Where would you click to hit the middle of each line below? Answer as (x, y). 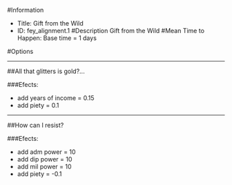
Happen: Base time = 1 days (57, 38)
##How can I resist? (36, 125)
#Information (26, 10)
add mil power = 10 (44, 166)
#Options (20, 51)
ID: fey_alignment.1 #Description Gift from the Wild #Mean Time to (111, 31)
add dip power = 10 (45, 159)
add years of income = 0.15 (56, 98)
